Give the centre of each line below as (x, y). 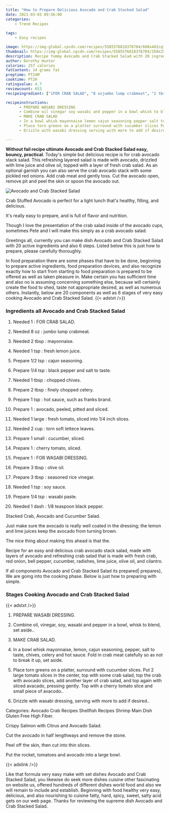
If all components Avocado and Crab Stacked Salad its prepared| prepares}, (84, 571)
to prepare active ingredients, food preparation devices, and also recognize (83, 266)
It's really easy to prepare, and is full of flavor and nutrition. (67, 216)
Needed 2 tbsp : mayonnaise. (43, 341)
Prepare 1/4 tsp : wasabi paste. (45, 496)
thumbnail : (17, 51)
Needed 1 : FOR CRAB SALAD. (44, 322)
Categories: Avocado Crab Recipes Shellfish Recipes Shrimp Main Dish (79, 711)
